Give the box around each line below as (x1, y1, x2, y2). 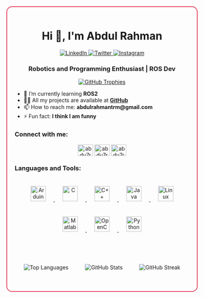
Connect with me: (15, 130, 69, 139)
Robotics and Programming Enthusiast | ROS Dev (28, 64, 176, 73)
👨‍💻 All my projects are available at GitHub (23, 97, 129, 104)
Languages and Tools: (15, 164, 81, 172)
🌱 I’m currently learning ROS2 (23, 90, 98, 98)
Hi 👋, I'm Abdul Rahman (41, 29, 163, 43)
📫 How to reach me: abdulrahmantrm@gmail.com (23, 104, 153, 111)
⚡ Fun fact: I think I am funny (23, 113, 97, 120)
